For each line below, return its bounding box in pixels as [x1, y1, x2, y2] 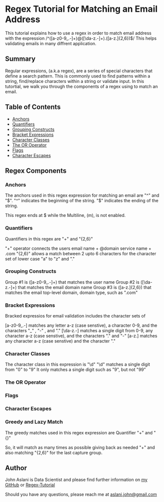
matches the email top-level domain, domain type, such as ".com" [5, 290, 138, 295]
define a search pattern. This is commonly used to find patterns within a [5, 73, 150, 79]
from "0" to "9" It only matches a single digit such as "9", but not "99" [5, 367, 146, 372]
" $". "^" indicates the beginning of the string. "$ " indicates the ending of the [5, 198, 159, 204]
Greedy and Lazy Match [5, 419, 63, 425]
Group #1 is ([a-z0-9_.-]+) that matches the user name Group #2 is [5, 279, 140, 285]
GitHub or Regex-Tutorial [5, 482, 55, 488]
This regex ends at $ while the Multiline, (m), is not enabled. [5, 212, 126, 218]
